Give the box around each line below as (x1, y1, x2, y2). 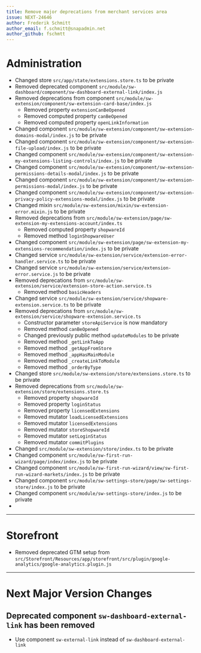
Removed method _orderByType (23, 363, 102, 371)
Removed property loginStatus (23, 400, 101, 408)
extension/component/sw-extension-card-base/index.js (14, 101, 152, 107)
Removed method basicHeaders (23, 288, 102, 296)
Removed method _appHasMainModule (23, 351, 115, 358)
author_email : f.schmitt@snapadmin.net (6, 25, 106, 32)
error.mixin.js (14, 209, 53, 215)
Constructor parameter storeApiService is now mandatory (23, 319, 167, 326)
